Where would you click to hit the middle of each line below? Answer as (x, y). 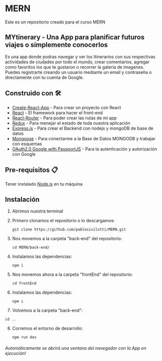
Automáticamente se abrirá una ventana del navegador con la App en (76, 348)
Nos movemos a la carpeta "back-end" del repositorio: (67, 239)
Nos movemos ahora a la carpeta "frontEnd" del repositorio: (72, 275)
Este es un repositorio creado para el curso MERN (55, 22)
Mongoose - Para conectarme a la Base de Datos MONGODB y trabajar (84, 138)
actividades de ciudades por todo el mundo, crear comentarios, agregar (77, 62)
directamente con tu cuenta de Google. (44, 77)
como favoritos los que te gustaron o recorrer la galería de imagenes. (75, 67)
